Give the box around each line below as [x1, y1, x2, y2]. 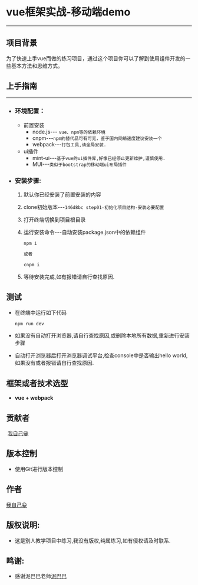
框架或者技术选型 [6, 378, 68, 388]
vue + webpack [14, 394, 54, 401]
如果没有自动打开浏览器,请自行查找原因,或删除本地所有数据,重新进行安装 [14, 332, 190, 339]
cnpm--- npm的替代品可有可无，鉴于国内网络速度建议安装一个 [32, 134, 162, 142]
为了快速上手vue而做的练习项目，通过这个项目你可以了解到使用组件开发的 [6, 54, 186, 62]
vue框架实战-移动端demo [6, 5, 131, 19]
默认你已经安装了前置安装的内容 [23, 191, 101, 198]
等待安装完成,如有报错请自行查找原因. [23, 273, 115, 280]
